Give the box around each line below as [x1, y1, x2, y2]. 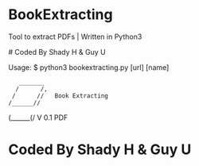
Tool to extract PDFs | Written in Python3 [8, 32, 142, 41]
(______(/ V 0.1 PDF [8, 113, 68, 122]
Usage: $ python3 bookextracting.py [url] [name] [8, 62, 170, 72]
